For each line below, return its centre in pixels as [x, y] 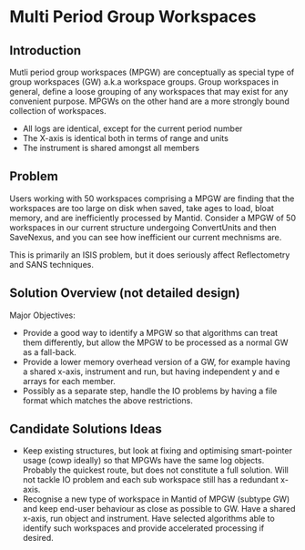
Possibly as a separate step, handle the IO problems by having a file [150, 391]
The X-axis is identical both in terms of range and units [126, 138]
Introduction [46, 51]
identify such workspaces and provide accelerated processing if [143, 528]
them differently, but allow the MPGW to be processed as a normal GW [155, 342]
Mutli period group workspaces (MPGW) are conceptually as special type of [152, 72]
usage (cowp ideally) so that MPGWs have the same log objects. [143, 461]
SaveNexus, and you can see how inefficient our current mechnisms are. [146, 237]
